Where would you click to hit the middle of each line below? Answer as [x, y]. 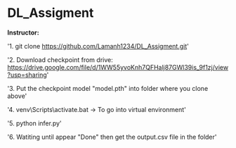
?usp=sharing [27, 75]
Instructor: [24, 32]
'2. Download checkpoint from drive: [60, 60]
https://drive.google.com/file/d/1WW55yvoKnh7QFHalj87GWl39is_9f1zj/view [118, 67]
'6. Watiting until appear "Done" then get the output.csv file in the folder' [112, 137]
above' [17, 96]
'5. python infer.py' [34, 123]
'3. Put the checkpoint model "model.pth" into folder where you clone [108, 88]
